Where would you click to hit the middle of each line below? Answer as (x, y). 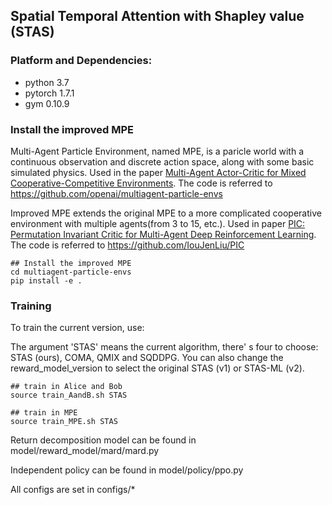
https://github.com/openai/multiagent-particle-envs (116, 193)
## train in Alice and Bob (66, 387)
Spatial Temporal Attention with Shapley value (157, 16)
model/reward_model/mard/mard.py (85, 451)
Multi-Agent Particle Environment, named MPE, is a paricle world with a (157, 151)
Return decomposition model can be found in (103, 440)
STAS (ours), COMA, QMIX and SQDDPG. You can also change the (147, 358)
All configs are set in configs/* (73, 490)
